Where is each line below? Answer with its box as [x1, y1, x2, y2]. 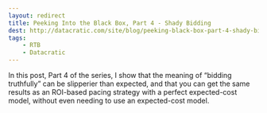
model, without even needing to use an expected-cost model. [8, 96, 210, 105]
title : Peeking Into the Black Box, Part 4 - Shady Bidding [8, 19, 212, 27]
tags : [8, 33, 26, 42]
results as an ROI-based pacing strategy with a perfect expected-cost [8, 88, 238, 96]
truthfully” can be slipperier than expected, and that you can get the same [8, 79, 250, 88]
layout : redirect [8, 11, 66, 20]
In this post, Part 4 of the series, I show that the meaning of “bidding [8, 71, 232, 80]
